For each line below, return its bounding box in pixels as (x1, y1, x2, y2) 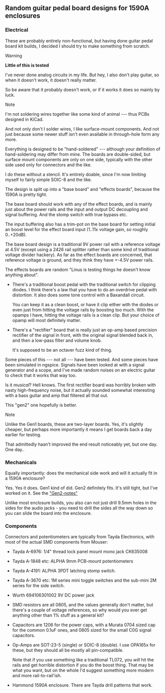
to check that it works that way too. (5, 372, 77, 378)
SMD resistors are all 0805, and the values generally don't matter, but (12, 602, 154, 608)
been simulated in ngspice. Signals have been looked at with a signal (5, 362, 145, 368)
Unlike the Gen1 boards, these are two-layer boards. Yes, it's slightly (5, 421, 144, 427)
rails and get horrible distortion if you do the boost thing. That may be (12, 662, 154, 668)
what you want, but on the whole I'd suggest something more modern (12, 667, 154, 673)
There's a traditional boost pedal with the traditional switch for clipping (12, 281, 156, 287)
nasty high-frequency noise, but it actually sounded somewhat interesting (5, 387, 155, 393)
